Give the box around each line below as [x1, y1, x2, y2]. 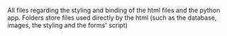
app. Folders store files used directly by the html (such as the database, [7, 13, 217, 22]
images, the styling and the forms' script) [7, 21, 128, 29]
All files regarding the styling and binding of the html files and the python [7, 6, 221, 14]
